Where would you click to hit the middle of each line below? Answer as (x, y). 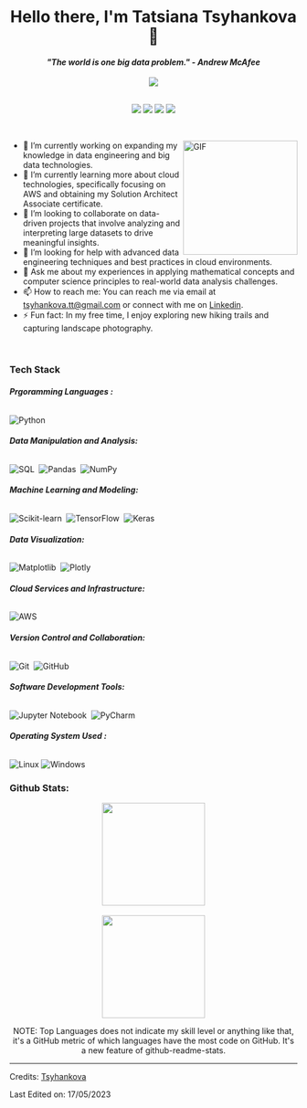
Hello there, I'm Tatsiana (105, 17)
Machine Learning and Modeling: (74, 490)
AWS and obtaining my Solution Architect (100, 195)
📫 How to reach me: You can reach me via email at (119, 292)
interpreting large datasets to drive (88, 233)
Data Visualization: (47, 539)
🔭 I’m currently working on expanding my (100, 146)
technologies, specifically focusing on (94, 185)
